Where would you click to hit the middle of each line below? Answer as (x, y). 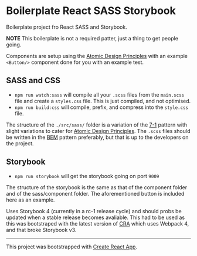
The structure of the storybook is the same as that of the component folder (97, 187)
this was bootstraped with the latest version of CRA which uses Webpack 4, (98, 223)
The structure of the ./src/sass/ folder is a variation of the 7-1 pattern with (97, 125)
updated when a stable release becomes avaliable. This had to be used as (96, 217)
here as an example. (30, 200)
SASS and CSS (33, 81)
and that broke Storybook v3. (41, 230)
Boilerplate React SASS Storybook (91, 11)
